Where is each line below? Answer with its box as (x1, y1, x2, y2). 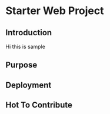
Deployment (5, 80, 52, 90)
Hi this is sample (5, 43, 45, 50)
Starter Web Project (5, 4, 104, 18)
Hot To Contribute (5, 100, 73, 110)
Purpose (5, 60, 38, 70)
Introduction (5, 28, 52, 38)
